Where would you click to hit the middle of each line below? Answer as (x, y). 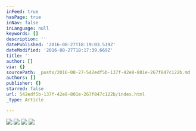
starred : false (25, 89)
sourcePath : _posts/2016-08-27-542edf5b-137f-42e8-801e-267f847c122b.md (98, 72)
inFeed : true (22, 12)
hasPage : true (24, 17)
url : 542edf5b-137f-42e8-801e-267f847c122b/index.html (76, 94)
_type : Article (25, 100)
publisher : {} (24, 84)
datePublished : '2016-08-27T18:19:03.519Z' (61, 45)
